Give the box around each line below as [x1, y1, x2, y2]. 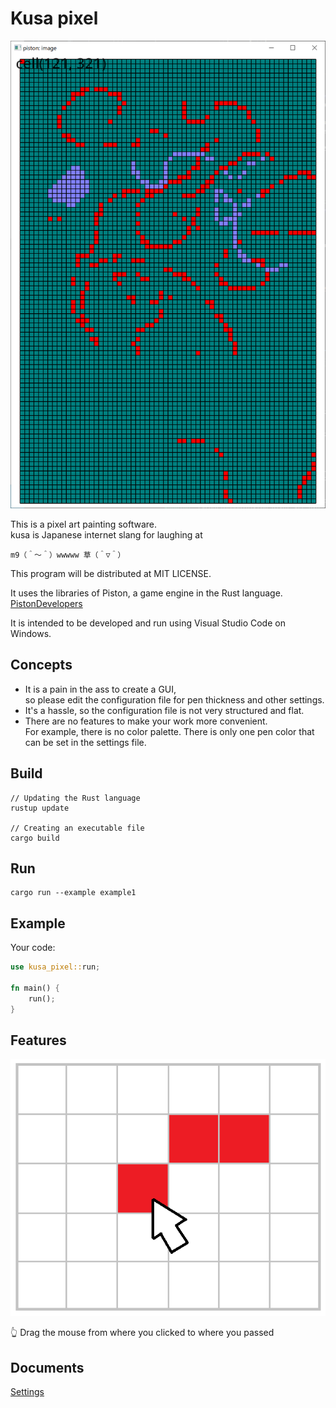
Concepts [10, 657, 73, 674]
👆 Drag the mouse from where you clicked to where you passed [10, 1327, 275, 1339]
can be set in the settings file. [24, 736, 147, 748]
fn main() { [10, 983, 60, 993]
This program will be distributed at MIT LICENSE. [10, 567, 212, 579]
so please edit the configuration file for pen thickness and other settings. [24, 693, 325, 706]
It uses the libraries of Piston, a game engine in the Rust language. [10, 587, 283, 599]
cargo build [10, 833, 60, 843]
